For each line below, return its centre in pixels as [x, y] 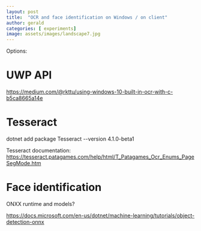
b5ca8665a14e [25, 98]
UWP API [29, 75]
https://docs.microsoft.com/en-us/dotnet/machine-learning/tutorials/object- [100, 215]
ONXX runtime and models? [40, 203]
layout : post [22, 12]
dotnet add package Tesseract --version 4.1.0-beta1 [70, 139]
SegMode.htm [24, 163]
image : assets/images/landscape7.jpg [53, 34]
